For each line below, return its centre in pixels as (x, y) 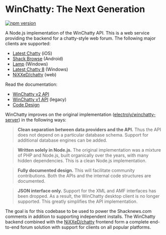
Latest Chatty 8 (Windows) (40, 69)
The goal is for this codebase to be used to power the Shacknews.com (78, 211)
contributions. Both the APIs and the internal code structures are (84, 175)
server (12, 120)
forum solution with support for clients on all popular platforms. (86, 227)
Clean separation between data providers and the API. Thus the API (89, 130)
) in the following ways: (42, 120)
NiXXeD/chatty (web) (34, 74)
